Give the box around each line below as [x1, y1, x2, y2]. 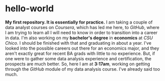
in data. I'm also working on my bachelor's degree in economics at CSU [5, 35, 153, 41]
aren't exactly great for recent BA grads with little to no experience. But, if [5, 50, 156, 56]
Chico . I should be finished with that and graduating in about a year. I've [5, 40, 152, 46]
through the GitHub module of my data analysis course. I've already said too [5, 66, 161, 72]
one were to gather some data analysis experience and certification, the [5, 55, 152, 61]
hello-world [5, 3, 54, 14]
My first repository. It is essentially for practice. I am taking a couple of [5, 19, 153, 25]
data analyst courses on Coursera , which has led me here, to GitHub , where [5, 24, 160, 30]
